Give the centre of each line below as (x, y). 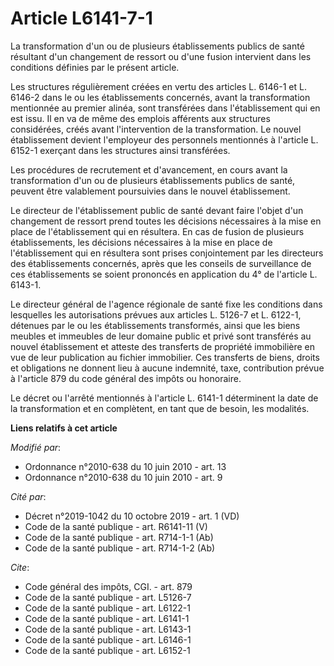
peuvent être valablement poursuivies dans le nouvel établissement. (150, 191)
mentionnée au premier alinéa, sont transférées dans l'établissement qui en (165, 108)
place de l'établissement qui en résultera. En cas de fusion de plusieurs (157, 231)
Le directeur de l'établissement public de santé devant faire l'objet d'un (157, 210)
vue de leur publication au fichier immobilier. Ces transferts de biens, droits (165, 357)
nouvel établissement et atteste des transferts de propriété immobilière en (163, 346)
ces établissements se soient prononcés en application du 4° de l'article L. (164, 274)
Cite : (20, 567)
